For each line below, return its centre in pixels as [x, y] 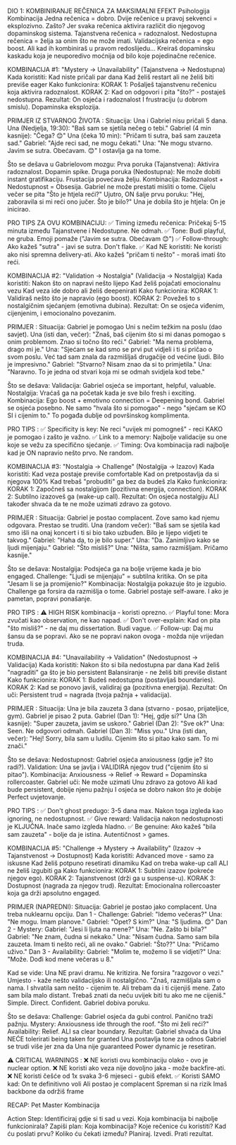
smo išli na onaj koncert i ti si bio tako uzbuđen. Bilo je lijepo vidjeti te [107, 533]
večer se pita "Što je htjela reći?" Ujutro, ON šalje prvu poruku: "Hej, [106, 194]
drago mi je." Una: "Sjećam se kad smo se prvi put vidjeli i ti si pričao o [110, 349]
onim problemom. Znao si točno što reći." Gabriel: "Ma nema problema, [110, 342]
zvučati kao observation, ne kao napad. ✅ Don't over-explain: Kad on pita [114, 620]
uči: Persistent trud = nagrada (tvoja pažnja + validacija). [89, 695]
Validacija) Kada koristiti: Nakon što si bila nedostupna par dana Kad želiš [113, 665]
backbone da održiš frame [46, 1091]
